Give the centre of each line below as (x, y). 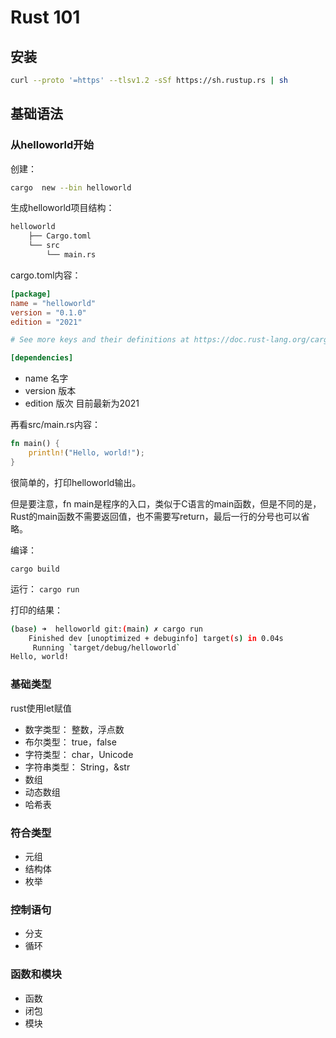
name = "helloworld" (53, 303)
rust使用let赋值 (41, 708)
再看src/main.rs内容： (55, 425)
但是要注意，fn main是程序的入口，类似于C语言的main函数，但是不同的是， (166, 503)
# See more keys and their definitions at (100, 340)
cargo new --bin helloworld (71, 187)
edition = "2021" (46, 322)
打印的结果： (36, 610)
